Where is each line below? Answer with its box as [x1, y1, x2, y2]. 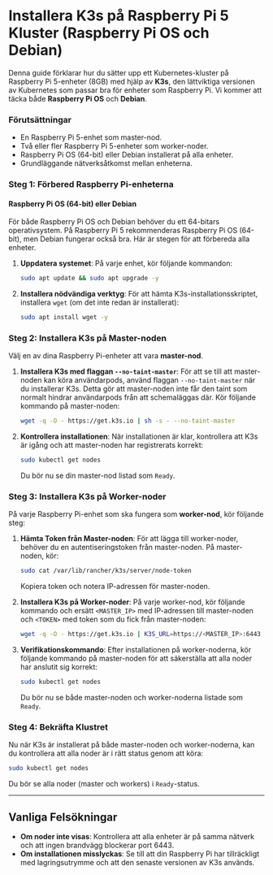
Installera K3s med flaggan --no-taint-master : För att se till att [19, 366, 233, 376]
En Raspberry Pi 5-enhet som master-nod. [19, 132, 162, 142]
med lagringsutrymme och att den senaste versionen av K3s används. [19, 858, 255, 868]
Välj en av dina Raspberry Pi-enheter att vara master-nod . [8, 351, 203, 361]
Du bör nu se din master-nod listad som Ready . [19, 470, 175, 481]
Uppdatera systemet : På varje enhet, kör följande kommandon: [19, 258, 233, 268]
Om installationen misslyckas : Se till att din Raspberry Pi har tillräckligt [19, 849, 260, 859]
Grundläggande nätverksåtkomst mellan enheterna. [19, 158, 193, 168]
